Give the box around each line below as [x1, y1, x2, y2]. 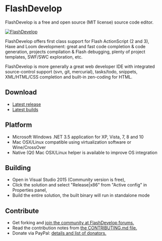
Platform [5, 121, 32, 129]
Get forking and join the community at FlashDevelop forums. [12, 220, 134, 226]
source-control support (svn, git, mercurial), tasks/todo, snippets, [5, 68, 137, 74]
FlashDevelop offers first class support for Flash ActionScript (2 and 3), [5, 38, 150, 44]
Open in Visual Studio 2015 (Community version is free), [12, 177, 126, 182]
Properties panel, [12, 187, 48, 193]
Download [5, 88, 37, 96]
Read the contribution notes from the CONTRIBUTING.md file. [12, 225, 137, 231]
